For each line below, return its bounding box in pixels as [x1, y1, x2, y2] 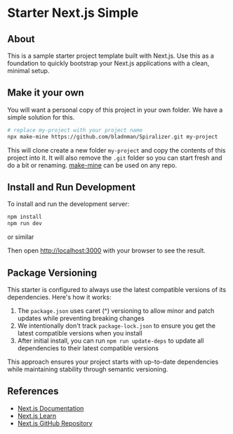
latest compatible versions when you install [17, 328, 142, 337]
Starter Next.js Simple [7, 5, 139, 21]
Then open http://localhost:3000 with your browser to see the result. [7, 246, 206, 255]
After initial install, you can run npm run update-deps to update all [17, 336, 204, 345]
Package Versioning [7, 267, 97, 279]
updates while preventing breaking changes [17, 314, 145, 322]
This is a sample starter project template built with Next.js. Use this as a [7, 51, 214, 60]
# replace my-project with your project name [7, 127, 142, 134]
